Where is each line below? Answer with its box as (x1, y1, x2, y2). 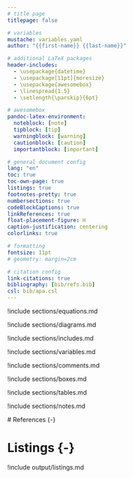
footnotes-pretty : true (7, 190, 77, 198)
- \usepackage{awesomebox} (13, 81, 92, 88)
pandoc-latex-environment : (7, 113, 86, 120)
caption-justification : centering (7, 223, 108, 231)
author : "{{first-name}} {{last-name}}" (7, 43, 127, 50)
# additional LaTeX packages (7, 55, 92, 62)
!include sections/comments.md (7, 361, 100, 370)
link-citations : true (7, 274, 71, 282)
